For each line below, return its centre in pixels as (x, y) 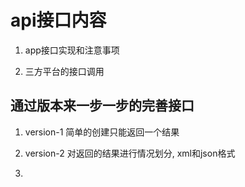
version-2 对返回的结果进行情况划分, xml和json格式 (130, 153)
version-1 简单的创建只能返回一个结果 (102, 132)
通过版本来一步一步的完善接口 (102, 106)
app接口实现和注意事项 (72, 50)
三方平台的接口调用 (64, 71)
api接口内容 (58, 20)
